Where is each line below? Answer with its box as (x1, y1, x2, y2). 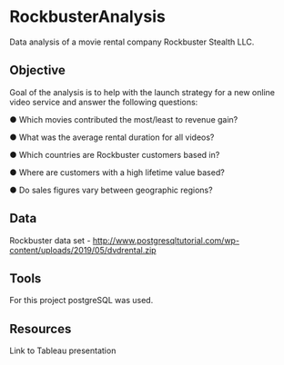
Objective (9, 63, 66, 78)
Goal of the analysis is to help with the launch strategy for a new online (9, 86, 276, 97)
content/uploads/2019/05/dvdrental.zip (9, 244, 157, 255)
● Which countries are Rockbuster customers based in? (9, 149, 220, 160)
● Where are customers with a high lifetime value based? (9, 166, 225, 178)
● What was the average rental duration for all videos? (9, 132, 215, 143)
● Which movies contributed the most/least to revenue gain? (9, 113, 238, 124)
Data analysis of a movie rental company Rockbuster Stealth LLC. (9, 36, 255, 47)
